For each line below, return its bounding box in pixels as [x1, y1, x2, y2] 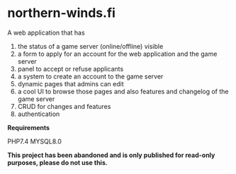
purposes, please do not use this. [7, 158, 108, 167]
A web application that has [7, 28, 85, 37]
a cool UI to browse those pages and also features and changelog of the [17, 87, 229, 95]
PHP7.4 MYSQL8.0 [7, 137, 62, 146]
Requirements [7, 123, 50, 132]
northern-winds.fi [7, 5, 116, 21]
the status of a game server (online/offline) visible [17, 42, 164, 50]
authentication [17, 110, 60, 118]
